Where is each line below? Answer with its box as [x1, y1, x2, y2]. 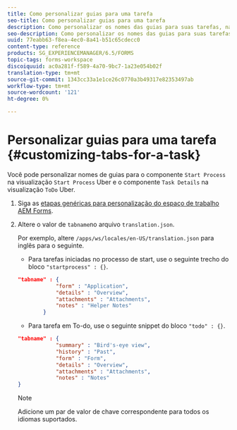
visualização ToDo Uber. [7, 185, 75, 194]
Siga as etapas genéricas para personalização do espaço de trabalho [17, 199, 220, 207]
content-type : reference [7, 43, 80, 50]
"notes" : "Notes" [55, 374, 110, 381]
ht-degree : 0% [7, 96, 49, 103]
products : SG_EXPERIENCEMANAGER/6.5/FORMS [7, 50, 134, 57]
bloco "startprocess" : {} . [28, 262, 109, 271]
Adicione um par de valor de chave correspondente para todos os [17, 407, 209, 416]
